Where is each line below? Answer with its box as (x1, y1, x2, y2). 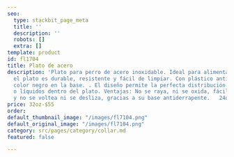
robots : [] (13, 36, 45, 43)
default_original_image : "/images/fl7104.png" (7, 120, 145, 128)
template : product (7, 50, 61, 57)
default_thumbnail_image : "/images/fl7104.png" (7, 114, 148, 121)
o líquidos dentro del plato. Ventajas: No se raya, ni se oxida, (13, 88, 210, 95)
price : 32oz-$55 (7, 101, 54, 108)
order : (7, 107, 26, 114)
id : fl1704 (7, 56, 39, 63)
